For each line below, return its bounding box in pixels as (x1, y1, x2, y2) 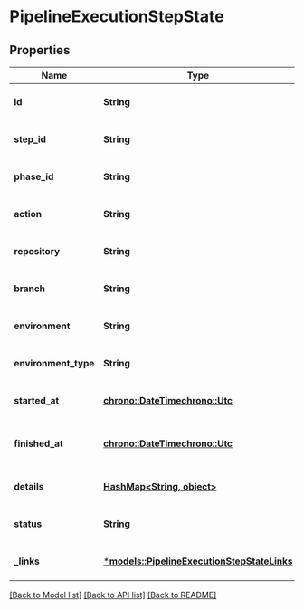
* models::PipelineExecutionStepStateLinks (103, 555, 293, 567)
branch (14, 282, 46, 295)
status (14, 518, 43, 530)
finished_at (14, 437, 63, 450)
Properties (9, 43, 71, 58)
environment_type (14, 357, 95, 369)
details (14, 481, 44, 492)
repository (14, 245, 61, 257)
